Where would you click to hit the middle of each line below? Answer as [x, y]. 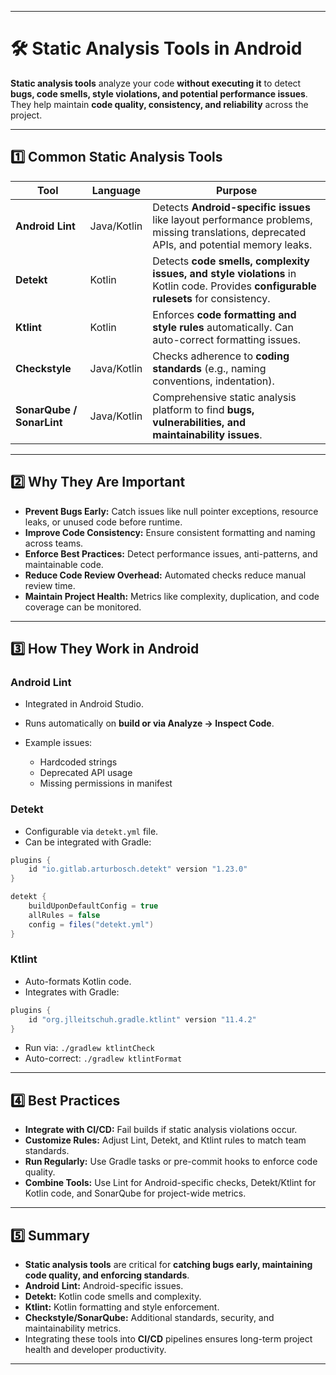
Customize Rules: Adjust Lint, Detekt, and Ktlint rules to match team [165, 1140]
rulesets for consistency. [211, 298]
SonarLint [39, 422]
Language [116, 190]
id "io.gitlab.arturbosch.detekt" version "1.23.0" [138, 869]
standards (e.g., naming [209, 368]
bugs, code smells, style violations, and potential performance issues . [159, 93]
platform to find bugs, [203, 409]
